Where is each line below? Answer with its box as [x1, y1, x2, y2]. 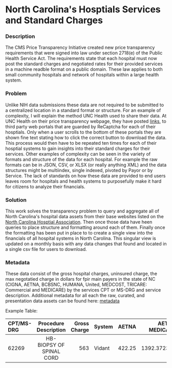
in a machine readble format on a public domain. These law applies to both [5, 66, 163, 72]
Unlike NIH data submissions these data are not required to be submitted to [5, 102, 164, 108]
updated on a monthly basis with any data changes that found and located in [5, 241, 167, 247]
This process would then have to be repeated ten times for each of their [5, 140, 157, 146]
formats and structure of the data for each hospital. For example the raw [5, 156, 158, 162]
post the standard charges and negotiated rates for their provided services [5, 61, 163, 67]
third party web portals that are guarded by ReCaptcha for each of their [5, 123, 156, 129]
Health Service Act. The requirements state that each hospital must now [5, 55, 157, 62]
